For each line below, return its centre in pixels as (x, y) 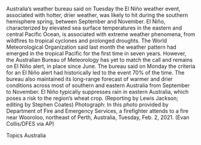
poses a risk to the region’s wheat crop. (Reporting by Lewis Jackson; (92, 98)
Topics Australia (26, 135)
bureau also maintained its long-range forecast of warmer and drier (89, 79)
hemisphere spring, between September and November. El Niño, (86, 21)
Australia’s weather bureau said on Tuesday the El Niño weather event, (94, 9)
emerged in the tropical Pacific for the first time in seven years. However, (96, 53)
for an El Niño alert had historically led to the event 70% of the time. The (95, 72)
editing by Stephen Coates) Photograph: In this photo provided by (88, 104)
